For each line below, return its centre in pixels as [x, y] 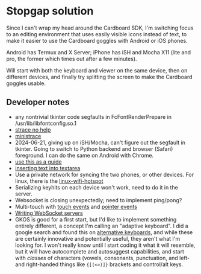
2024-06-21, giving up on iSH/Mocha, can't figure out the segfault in [100, 142]
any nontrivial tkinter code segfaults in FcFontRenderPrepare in [93, 116]
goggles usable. [26, 83]
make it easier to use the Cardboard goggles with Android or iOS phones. [97, 40]
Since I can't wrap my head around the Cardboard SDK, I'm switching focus [100, 28]
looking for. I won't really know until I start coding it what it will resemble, [105, 245]
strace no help [33, 129]
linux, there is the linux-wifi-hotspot [59, 181]
